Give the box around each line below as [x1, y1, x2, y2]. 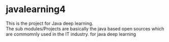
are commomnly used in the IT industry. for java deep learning [6, 31, 136, 37]
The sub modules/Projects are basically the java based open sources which [6, 25, 164, 31]
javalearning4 [6, 4, 66, 15]
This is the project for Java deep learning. [6, 20, 94, 26]
